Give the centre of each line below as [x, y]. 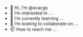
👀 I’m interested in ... [31, 13]
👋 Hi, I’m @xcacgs [29, 8]
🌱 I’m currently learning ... [37, 18]
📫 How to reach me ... [33, 29]
